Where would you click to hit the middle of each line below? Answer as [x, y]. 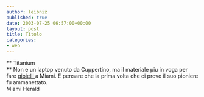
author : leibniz [27, 12]
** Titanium [21, 63]
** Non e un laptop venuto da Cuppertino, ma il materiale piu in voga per [97, 69]
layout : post [23, 29]
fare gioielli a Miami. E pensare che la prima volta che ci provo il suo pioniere [102, 76]
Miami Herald [23, 89]
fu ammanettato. [27, 82]
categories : [21, 40]
